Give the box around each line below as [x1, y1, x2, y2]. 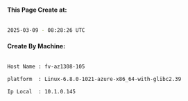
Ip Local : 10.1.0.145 [7, 89, 76, 95]
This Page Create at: [7, 6, 67, 14]
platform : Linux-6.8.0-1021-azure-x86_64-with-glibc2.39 [7, 76, 182, 83]
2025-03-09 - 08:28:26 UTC [7, 27, 85, 34]
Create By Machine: [7, 42, 66, 50]
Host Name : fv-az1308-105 [7, 63, 85, 71]
